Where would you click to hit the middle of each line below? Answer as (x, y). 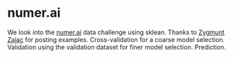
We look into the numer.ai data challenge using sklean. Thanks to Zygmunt (116, 32)
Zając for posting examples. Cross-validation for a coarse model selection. (116, 39)
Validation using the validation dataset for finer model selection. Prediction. (117, 47)
